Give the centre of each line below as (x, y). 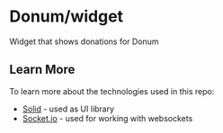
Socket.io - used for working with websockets (107, 118)
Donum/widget (67, 17)
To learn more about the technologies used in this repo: (112, 91)
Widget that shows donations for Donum (84, 41)
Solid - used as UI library (68, 109)
